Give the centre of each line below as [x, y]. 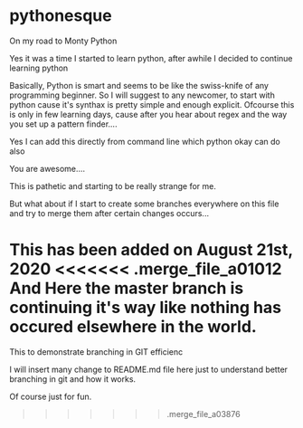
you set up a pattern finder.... [63, 124]
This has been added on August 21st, [151, 250]
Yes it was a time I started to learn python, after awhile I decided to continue [151, 58]
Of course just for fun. [51, 396]
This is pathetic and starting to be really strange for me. [113, 185]
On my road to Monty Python [63, 41]
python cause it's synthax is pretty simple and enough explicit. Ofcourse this [152, 104]
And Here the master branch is [127, 288]
